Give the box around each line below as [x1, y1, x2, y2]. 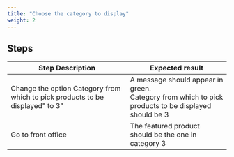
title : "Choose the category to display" [7, 10, 130, 17]
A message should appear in [130, 75, 224, 84]
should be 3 [130, 110, 169, 119]
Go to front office [10, 130, 68, 140]
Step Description [38, 63, 96, 73]
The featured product [130, 121, 201, 131]
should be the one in [130, 130, 197, 140]
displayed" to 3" [10, 101, 64, 111]
